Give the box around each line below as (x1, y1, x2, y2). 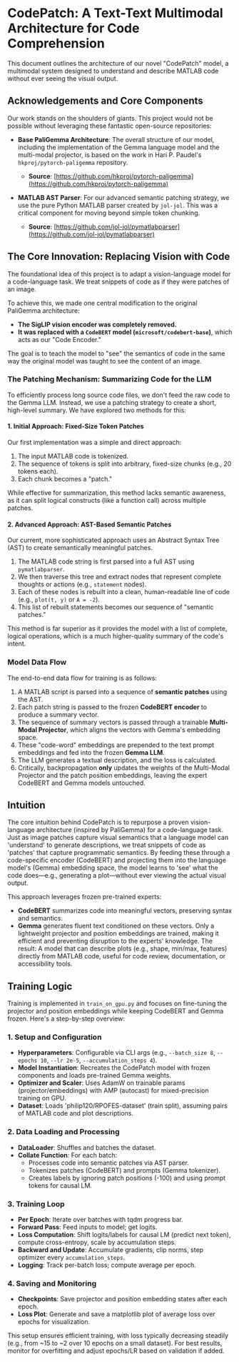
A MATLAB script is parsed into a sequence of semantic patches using (17, 687, 228, 696)
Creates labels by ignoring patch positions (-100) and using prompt (28, 1173, 226, 1182)
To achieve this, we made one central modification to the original (7, 299, 198, 307)
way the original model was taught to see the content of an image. (7, 356, 202, 365)
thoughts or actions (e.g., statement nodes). (17, 580, 147, 589)
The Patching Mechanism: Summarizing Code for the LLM (7, 374, 212, 384)
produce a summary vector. (17, 710, 99, 718)
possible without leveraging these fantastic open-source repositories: (7, 121, 212, 130)
